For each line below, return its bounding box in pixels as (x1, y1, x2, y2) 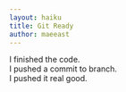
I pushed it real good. (9, 73, 88, 84)
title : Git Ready (9, 21, 74, 30)
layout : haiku (9, 13, 63, 22)
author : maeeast (9, 29, 70, 38)
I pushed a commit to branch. (9, 63, 118, 74)
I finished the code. (9, 54, 80, 65)
